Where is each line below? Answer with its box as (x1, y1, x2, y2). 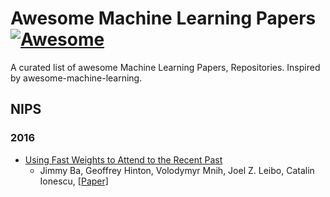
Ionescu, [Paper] (39, 175, 109, 187)
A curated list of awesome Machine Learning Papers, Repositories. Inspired (10, 61, 321, 73)
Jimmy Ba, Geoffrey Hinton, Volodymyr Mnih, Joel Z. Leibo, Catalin (39, 164, 315, 176)
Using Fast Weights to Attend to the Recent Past (24, 153, 223, 166)
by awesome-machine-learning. (10, 72, 143, 84)
